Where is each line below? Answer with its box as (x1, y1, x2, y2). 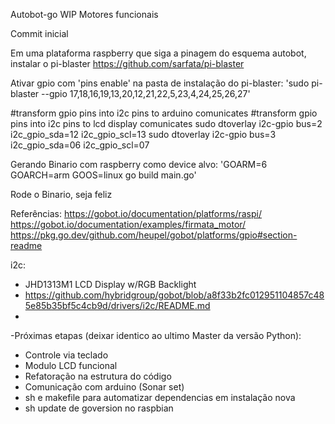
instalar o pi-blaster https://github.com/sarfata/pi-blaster (10, 58, 245, 69)
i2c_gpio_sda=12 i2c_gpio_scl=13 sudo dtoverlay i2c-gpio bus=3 (10, 129, 277, 140)
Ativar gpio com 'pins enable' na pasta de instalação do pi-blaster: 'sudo (10, 77, 310, 89)
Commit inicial (10, 28, 69, 39)
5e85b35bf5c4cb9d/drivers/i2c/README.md (24, 300, 211, 311)
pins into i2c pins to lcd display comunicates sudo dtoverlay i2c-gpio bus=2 (10, 118, 323, 129)
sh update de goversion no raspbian (24, 402, 174, 414)
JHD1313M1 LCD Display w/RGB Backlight (24, 279, 197, 290)
